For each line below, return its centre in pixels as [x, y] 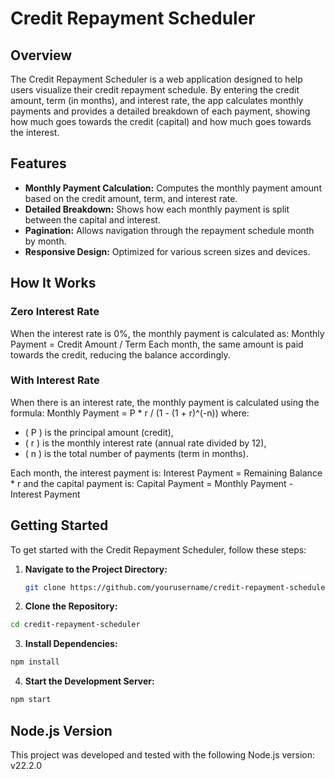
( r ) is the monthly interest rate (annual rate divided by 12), [145, 443]
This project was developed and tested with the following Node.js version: [163, 754]
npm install [35, 662]
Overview [41, 55]
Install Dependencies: [71, 644]
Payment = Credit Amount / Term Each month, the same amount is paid [157, 344]
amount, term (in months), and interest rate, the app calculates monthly [157, 100]
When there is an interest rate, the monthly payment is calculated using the [165, 402]
